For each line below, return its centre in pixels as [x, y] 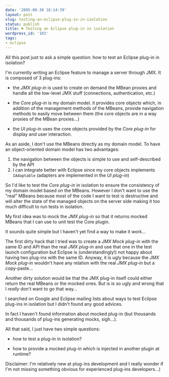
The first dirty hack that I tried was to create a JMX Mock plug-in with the [82, 241]
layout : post [19, 15]
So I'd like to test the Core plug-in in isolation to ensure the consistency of [82, 185]
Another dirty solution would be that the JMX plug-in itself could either [79, 278]
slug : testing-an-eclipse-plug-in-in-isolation [56, 19]
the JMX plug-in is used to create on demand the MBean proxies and [85, 88]
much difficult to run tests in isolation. [45, 206]
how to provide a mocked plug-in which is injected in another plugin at [86, 348]
